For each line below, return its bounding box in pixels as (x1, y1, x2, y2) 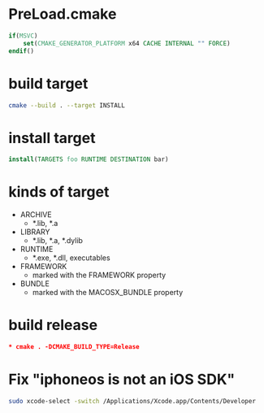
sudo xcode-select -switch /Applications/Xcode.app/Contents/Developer (8, 397, 256, 405)
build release (8, 316, 98, 334)
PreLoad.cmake (8, 5, 117, 24)
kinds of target (8, 183, 110, 202)
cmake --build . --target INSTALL (8, 101, 126, 110)
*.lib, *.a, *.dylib (32, 236, 84, 246)
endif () (8, 46, 35, 55)
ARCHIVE (19, 210, 52, 220)
